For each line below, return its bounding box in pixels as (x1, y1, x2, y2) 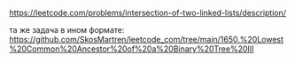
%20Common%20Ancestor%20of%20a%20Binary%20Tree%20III (9, 43, 254, 54)
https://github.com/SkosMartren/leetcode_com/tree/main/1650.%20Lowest (9, 35, 284, 44)
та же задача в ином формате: (9, 25, 125, 35)
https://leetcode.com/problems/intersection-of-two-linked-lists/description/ (9, 8, 286, 18)
